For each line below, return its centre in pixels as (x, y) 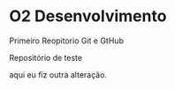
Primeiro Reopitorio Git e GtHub (66, 41)
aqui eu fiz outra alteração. (58, 74)
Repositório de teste (46, 57)
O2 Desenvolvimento (88, 16)
